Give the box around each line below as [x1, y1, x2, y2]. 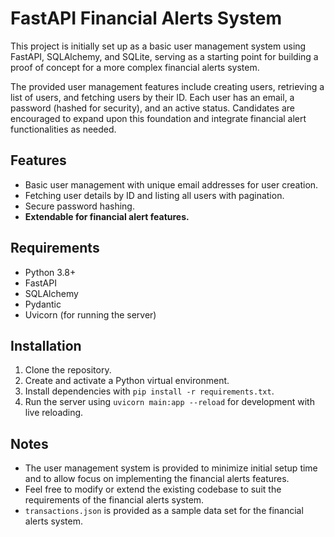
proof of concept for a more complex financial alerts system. [10, 61, 260, 73]
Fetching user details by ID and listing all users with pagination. [24, 189, 285, 201]
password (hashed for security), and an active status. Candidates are [10, 102, 295, 114]
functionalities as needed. [10, 123, 117, 135]
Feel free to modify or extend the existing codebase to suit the [24, 483, 282, 496]
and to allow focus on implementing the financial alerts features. [24, 473, 290, 485]
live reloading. [24, 407, 84, 419]
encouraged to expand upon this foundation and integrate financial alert [10, 112, 307, 124]
